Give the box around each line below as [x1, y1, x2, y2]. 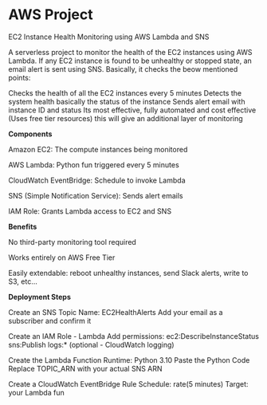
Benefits [8, 222, 37, 231]
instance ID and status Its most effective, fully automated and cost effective [8, 105, 257, 115]
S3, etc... [8, 277, 37, 286]
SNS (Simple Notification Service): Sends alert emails [8, 191, 183, 200]
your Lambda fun [8, 387, 65, 397]
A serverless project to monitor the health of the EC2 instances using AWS [8, 47, 253, 57]
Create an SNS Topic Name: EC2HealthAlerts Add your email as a [8, 307, 223, 317]
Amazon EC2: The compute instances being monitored [8, 144, 188, 154]
